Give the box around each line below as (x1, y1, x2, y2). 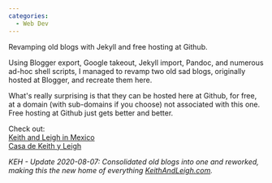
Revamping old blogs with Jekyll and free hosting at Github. (8, 41, 208, 51)
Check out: (8, 124, 45, 133)
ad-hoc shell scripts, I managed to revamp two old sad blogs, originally (8, 66, 246, 76)
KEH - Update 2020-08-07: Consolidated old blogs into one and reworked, (8, 156, 260, 167)
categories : (8, 11, 49, 20)
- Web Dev (15, 20, 49, 28)
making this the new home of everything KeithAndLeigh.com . (8, 165, 213, 175)
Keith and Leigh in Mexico (8, 132, 95, 142)
